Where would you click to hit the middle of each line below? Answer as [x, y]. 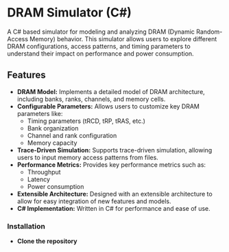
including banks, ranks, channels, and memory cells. [91, 99]
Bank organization [53, 128]
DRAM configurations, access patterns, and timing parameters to [99, 46]
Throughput [44, 172]
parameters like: [40, 113]
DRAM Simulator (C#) [70, 13]
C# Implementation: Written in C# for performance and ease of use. [113, 208]
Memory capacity [52, 143]
